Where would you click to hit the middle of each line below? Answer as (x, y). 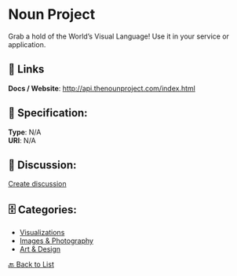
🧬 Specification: (48, 113)
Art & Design (40, 249)
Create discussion (37, 184)
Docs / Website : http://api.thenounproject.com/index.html (102, 88)
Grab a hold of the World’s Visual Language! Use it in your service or (119, 36)
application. (27, 44)
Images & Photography (57, 241)
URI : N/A (22, 140)
